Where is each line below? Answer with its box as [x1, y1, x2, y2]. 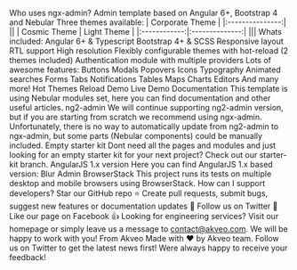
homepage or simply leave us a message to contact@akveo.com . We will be [9, 224, 288, 234]
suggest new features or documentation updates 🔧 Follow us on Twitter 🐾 [9, 200, 278, 211]
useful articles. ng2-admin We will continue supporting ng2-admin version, [9, 102, 285, 112]
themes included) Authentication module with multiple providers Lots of [9, 55, 272, 65]
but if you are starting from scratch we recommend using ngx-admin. [9, 111, 262, 122]
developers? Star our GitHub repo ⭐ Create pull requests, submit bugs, [9, 188, 269, 199]
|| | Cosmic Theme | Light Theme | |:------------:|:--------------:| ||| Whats [9, 27, 283, 37]
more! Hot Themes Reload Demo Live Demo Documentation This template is [9, 84, 288, 94]
